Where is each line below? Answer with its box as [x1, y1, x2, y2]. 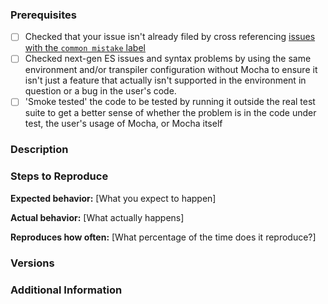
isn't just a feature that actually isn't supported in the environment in [24, 74, 307, 87]
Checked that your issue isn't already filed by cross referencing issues [24, 31, 316, 43]
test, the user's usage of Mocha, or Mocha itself [24, 118, 223, 130]
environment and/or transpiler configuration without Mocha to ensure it [24, 64, 318, 76]
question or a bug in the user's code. [24, 85, 177, 97]
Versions [10, 256, 55, 270]
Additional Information [10, 283, 123, 297]
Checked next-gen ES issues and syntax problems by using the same [24, 53, 312, 65]
